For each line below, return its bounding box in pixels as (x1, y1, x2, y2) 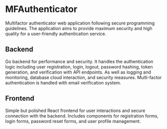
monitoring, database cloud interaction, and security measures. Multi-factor (5, 74, 162, 80)
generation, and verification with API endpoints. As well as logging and (5, 69, 151, 75)
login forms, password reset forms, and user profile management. (5, 118, 141, 124)
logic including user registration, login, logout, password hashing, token (5, 63, 153, 69)
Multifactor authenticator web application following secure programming (5, 20, 155, 26)
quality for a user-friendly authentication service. (5, 30, 107, 36)
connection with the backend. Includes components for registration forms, (5, 112, 159, 118)
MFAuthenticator (5, 3, 78, 15)
